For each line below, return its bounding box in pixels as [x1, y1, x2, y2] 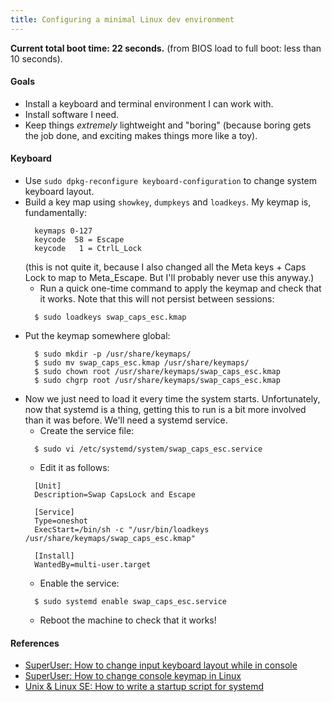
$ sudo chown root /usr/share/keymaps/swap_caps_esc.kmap [34, 367, 281, 377]
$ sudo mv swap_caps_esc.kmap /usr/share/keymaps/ [34, 358, 250, 368]
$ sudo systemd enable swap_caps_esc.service [34, 597, 227, 607]
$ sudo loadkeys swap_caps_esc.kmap [34, 312, 187, 323]
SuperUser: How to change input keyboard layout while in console [24, 659, 298, 671]
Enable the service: [39, 577, 120, 590]
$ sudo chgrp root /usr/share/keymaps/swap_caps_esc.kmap [34, 376, 281, 386]
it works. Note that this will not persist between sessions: [39, 293, 275, 305]
